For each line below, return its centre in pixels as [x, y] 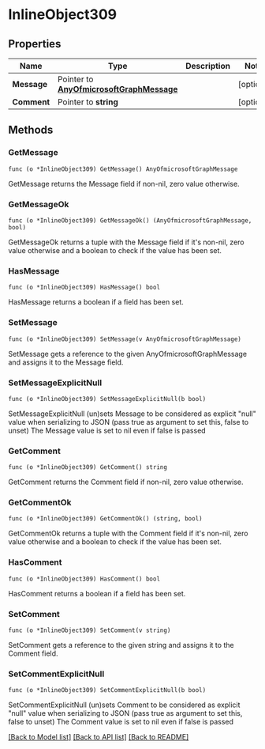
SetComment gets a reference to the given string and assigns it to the [121, 645]
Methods [31, 130]
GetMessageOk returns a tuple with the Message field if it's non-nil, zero [126, 242]
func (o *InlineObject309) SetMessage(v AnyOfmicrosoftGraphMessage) [125, 339]
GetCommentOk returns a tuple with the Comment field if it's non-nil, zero [128, 533]
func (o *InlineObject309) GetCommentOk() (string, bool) [105, 519]
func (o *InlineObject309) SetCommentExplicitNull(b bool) [107, 690]
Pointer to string [88, 102]
